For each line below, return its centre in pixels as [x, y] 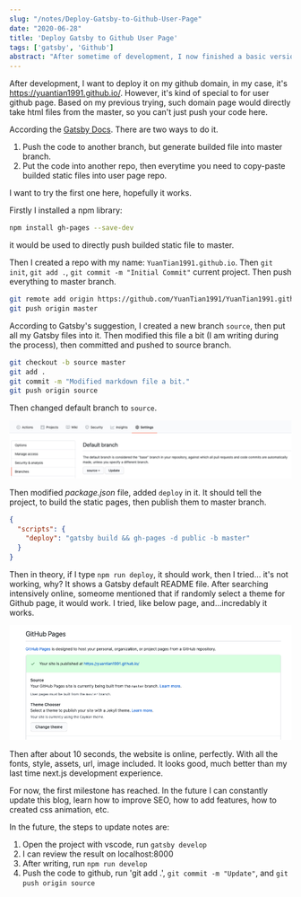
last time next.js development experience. [86, 773]
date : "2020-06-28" [46, 28]
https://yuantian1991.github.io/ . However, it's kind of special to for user [139, 93]
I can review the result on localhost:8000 [98, 854]
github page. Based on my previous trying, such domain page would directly [150, 102]
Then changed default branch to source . [83, 408]
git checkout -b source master [68, 362]
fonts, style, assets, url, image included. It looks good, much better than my [148, 763]
